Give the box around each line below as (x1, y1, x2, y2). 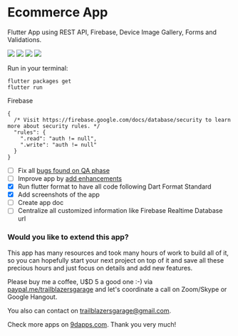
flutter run (7, 83, 43, 91)
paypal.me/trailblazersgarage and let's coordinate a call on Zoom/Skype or (7, 285, 227, 293)
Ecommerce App (7, 4, 108, 21)
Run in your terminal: (7, 63, 68, 72)
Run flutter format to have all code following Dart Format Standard (17, 182, 212, 191)
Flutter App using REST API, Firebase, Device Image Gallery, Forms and (7, 28, 217, 36)
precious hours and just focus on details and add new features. (7, 263, 193, 272)
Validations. (7, 35, 42, 43)
